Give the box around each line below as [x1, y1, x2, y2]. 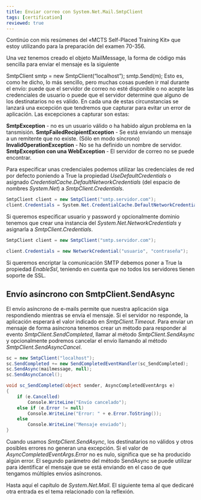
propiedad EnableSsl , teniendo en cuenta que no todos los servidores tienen [6, 265, 195, 273]
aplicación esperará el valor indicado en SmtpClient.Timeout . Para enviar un [6, 318, 193, 325]
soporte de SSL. [6, 271, 46, 279]
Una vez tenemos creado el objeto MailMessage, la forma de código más [6, 55, 187, 62]
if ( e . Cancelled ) [17, 394, 60, 400]
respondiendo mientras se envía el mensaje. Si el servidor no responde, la [6, 312, 188, 319]
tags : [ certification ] [6, 14, 63, 20]
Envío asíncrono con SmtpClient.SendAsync [6, 289, 175, 300]
